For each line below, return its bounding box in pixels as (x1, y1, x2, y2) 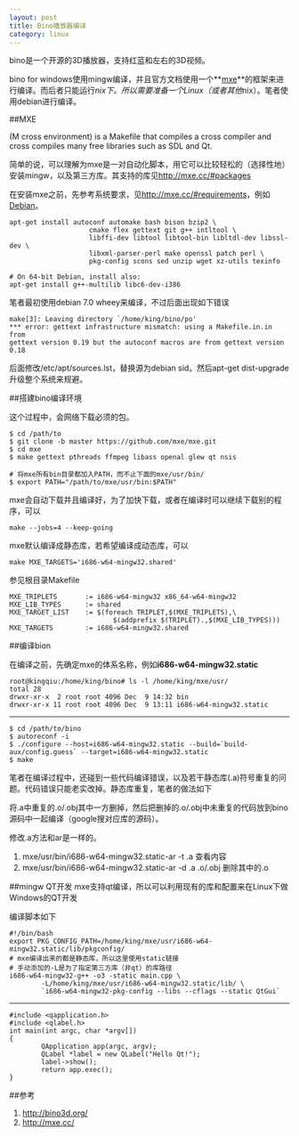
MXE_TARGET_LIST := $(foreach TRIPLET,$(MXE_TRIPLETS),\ (9, 608, 238, 617)
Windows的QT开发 (9, 892, 78, 904)
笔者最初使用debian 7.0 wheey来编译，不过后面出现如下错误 (9, 297, 230, 308)
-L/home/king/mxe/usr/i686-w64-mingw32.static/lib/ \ (41, 979, 245, 988)
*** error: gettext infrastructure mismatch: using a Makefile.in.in (9, 322, 273, 332)
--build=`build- (188, 740, 249, 749)
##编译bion (9, 640, 52, 651)
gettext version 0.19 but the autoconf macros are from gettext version (9, 338, 285, 347)
